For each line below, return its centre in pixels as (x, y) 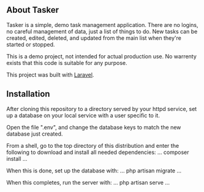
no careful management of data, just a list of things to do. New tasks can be (102, 31)
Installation (28, 94)
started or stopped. (31, 44)
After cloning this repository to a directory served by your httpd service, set (102, 109)
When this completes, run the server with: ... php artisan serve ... (88, 182)
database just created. (35, 134)
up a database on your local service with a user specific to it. (83, 115)
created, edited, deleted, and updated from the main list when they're (94, 38)
